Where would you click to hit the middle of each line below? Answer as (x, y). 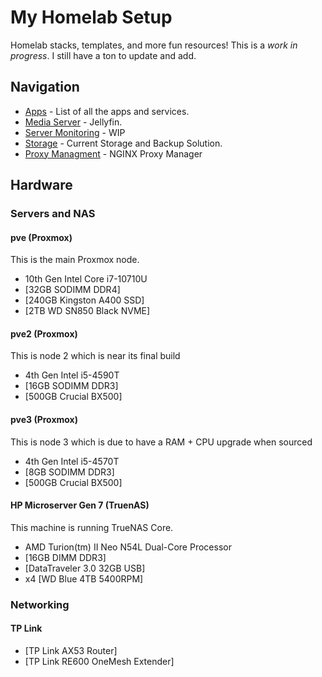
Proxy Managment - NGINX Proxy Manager (113, 153)
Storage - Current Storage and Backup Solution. (123, 143)
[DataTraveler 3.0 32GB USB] (85, 568)
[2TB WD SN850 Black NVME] (87, 311)
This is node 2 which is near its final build (95, 356)
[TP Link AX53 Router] (71, 650)
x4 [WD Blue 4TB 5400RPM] (84, 578)
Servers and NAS (53, 214)
